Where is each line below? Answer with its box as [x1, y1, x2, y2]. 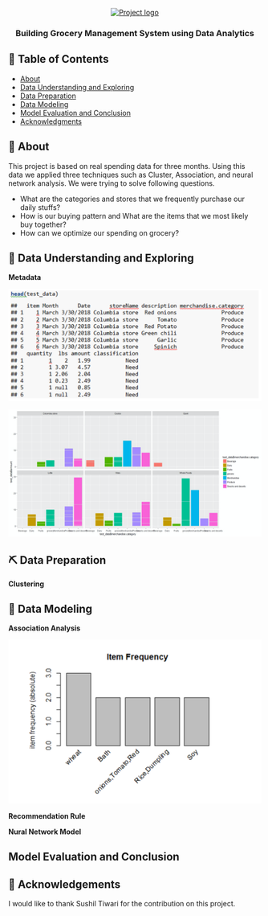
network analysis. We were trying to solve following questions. [8, 178, 215, 188]
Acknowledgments [19, 117, 83, 126]
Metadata [8, 273, 42, 282]
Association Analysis [8, 623, 81, 633]
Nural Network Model [8, 827, 82, 836]
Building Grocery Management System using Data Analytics [15, 27, 254, 39]
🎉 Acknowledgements [8, 877, 121, 891]
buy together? [19, 220, 67, 229]
